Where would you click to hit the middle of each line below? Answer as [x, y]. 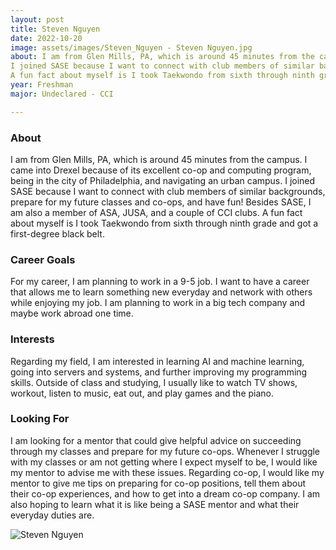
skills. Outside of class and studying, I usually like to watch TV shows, [154, 382]
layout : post [37, 19]
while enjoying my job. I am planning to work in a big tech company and [158, 303]
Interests [32, 339]
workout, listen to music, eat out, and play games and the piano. [142, 393]
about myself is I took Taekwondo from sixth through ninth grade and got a [164, 223]
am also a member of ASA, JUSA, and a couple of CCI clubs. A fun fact [156, 212]
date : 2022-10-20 [46, 38]
